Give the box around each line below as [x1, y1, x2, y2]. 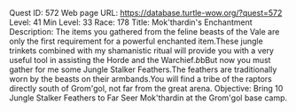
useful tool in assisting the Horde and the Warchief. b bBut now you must [9, 55, 271, 65]
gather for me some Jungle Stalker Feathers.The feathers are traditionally [9, 64, 277, 75]
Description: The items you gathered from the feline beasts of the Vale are [9, 27, 280, 36]
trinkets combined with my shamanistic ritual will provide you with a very [9, 45, 275, 56]
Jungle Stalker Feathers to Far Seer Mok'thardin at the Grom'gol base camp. [9, 92, 288, 103]
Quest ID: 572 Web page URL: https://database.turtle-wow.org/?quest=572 [9, 8, 283, 18]
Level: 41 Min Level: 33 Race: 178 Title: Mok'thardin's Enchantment [9, 17, 253, 28]
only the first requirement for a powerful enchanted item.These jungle [9, 36, 263, 46]
